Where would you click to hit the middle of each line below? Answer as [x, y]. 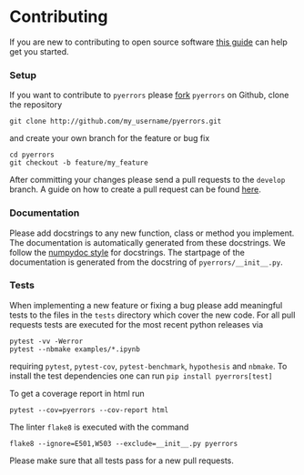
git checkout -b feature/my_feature [79, 163]
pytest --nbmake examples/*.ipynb [75, 349]
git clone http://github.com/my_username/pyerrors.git [116, 121]
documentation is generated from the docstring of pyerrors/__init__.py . [147, 262]
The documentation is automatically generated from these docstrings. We [147, 242]
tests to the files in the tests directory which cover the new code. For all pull [152, 315]
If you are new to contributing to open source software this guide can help [149, 42]
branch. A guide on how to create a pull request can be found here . [135, 189]
